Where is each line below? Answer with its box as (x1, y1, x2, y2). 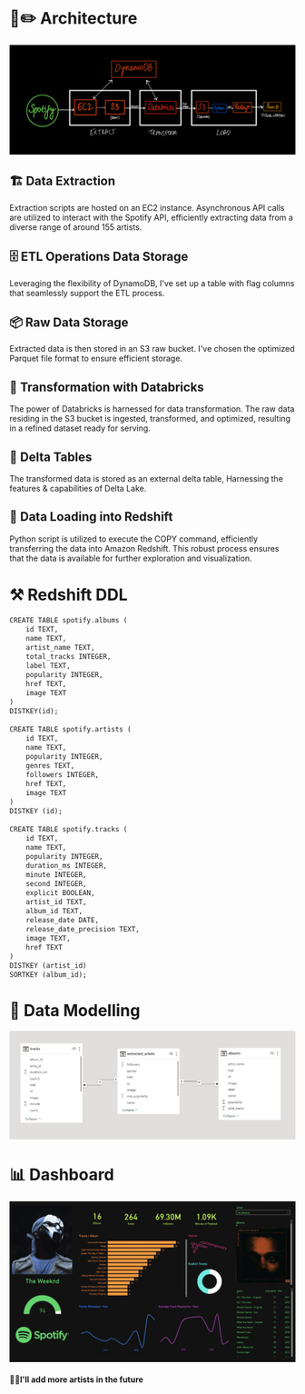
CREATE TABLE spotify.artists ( (9, 724, 132, 733)
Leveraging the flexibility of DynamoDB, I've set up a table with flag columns (9, 277, 295, 288)
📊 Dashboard (9, 1165, 115, 1185)
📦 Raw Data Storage (9, 314, 129, 330)
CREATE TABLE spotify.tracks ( (9, 824, 128, 833)
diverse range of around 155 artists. (9, 221, 143, 233)
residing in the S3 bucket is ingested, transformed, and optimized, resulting (9, 413, 291, 424)
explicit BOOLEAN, (25, 888, 95, 897)
